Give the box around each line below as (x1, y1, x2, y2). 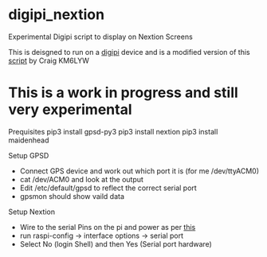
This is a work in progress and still (8, 84, 239, 102)
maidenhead (8, 135, 49, 145)
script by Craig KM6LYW (8, 56, 90, 65)
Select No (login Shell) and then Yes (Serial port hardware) (19, 239, 213, 248)
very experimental (8, 101, 132, 119)
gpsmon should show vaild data (19, 191, 125, 201)
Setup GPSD (8, 150, 49, 160)
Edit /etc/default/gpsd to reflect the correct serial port (19, 183, 197, 193)
